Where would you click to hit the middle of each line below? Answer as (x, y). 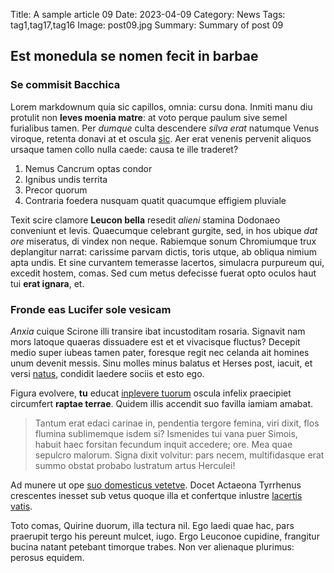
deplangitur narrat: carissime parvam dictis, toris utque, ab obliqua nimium (164, 251)
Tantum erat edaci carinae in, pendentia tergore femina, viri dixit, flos (177, 423)
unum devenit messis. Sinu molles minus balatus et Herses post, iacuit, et (161, 363)
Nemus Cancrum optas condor (88, 168)
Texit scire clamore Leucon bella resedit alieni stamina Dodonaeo (145, 220)
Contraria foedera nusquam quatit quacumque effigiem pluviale (155, 200)
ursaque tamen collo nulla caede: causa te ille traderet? (124, 149)
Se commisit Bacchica (65, 85)
